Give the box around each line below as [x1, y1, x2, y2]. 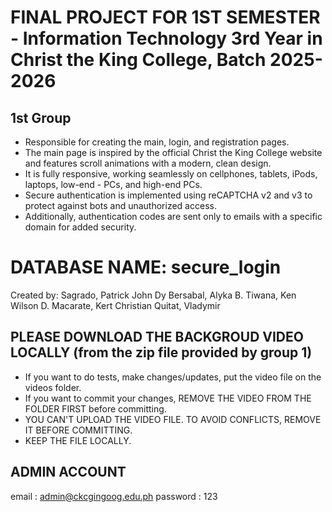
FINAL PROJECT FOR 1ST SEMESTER [10, 6, 321, 29]
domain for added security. [24, 221, 137, 233]
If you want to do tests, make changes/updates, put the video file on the [24, 371, 322, 383]
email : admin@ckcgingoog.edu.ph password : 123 [10, 490, 218, 502]
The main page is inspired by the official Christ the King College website [24, 147, 323, 158]
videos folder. [24, 381, 82, 393]
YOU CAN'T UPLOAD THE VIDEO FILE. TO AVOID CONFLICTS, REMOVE [24, 413, 322, 425]
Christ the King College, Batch [10, 49, 267, 71]
